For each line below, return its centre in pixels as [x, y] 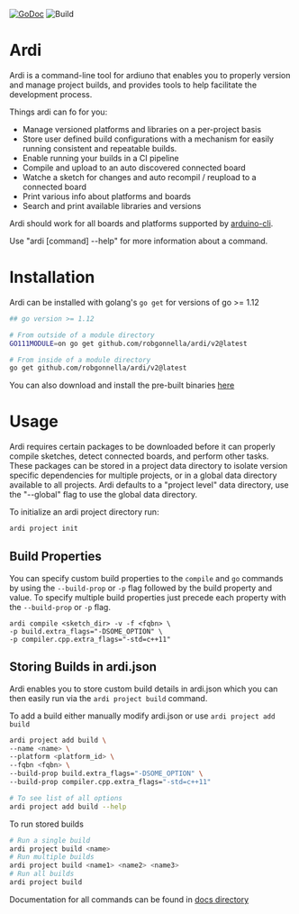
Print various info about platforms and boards [107, 196]
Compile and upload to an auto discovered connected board [134, 168]
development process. [51, 94]
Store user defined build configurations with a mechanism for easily [148, 139]
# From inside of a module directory [80, 360]
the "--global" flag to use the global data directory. [104, 495]
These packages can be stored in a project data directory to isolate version [149, 466]
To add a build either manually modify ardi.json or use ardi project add [142, 716]
